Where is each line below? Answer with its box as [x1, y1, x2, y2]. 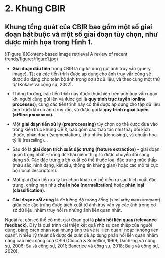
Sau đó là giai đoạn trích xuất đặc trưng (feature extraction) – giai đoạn [12, 146, 160, 152]
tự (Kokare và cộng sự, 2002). [12, 82, 73, 87]
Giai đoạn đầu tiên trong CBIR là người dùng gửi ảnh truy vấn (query [12, 66, 151, 71]
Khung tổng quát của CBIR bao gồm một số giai [5, 23, 153, 31]
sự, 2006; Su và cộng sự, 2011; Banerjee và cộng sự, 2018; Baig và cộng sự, [5, 243, 159, 249]
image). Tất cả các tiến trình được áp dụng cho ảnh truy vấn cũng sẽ [12, 71, 151, 77]
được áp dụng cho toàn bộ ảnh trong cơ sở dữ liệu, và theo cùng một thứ [12, 76, 160, 82]
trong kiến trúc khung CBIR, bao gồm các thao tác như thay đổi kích [12, 126, 150, 132]
